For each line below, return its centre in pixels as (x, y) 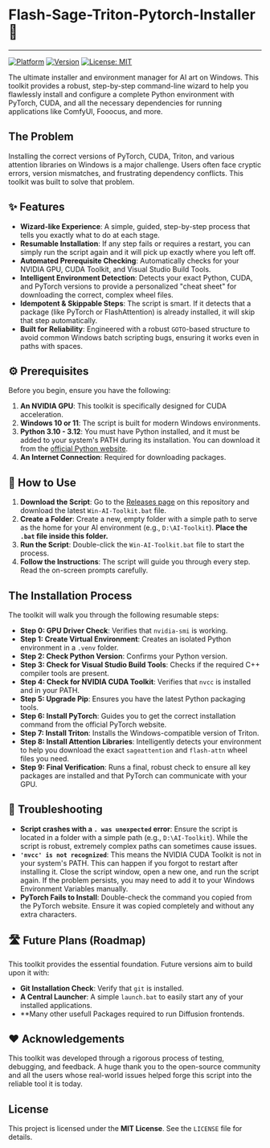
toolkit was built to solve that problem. (72, 182)
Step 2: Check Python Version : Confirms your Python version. (124, 656)
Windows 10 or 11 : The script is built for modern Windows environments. (140, 423)
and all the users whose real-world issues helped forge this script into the (130, 1076)
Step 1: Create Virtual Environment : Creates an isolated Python (125, 639)
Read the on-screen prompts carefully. (84, 570)
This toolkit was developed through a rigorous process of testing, (117, 1058)
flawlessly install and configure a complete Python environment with (121, 94)
